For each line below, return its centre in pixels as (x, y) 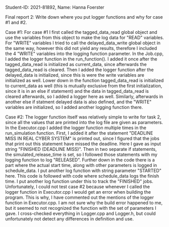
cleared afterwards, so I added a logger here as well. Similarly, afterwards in (84, 96)
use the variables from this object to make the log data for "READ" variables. (84, 38)
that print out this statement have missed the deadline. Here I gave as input (83, 144)
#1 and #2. (16, 22)
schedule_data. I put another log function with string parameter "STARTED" (83, 171)
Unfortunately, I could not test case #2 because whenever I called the (78, 187)
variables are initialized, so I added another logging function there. (74, 107)
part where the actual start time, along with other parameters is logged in (81, 165)
